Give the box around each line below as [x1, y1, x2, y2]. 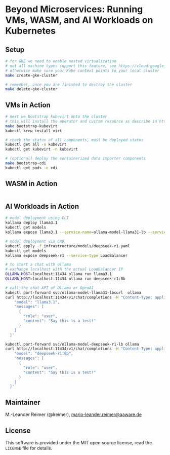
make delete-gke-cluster [5, 87, 58, 92]
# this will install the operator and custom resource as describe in [5, 119, 157, 124]
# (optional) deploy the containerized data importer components [5, 156, 146, 161]
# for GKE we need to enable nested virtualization [5, 59, 116, 64]
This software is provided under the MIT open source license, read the [5, 439, 152, 445]
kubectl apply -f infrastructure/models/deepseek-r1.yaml [5, 243, 130, 249]
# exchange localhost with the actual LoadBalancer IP [5, 267, 123, 272]
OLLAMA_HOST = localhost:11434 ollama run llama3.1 [5, 272, 112, 277]
